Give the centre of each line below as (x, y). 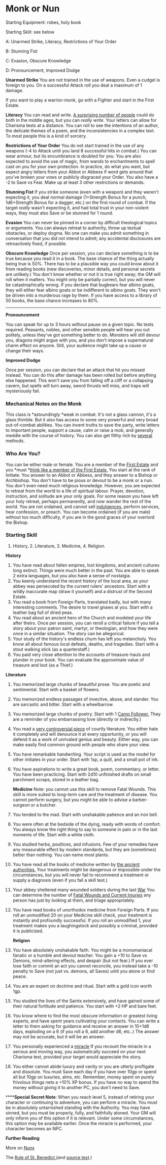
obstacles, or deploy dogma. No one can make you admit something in (77, 233)
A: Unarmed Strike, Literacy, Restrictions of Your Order (61, 41)
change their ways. (25, 351)
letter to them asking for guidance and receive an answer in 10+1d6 (81, 1026)
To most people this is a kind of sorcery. (46, 136)
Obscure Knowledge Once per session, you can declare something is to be (82, 253)
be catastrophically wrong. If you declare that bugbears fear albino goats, (80, 285)
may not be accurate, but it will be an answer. (59, 1037)
